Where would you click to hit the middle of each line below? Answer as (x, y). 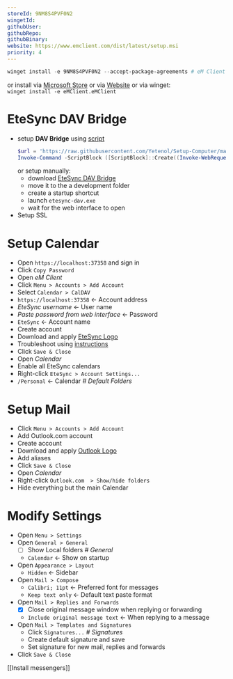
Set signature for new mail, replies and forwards (96, 647)
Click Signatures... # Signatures (75, 632)
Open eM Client (40, 278)
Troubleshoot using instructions (63, 344)
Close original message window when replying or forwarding (115, 609)
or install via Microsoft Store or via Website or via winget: (89, 85)
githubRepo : (24, 33)
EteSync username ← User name (65, 307)
